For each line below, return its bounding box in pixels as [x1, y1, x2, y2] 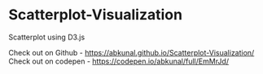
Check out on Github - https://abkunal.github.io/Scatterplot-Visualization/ [8, 47, 255, 57]
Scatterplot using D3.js [8, 32, 85, 42]
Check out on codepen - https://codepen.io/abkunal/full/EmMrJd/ [8, 56, 230, 66]
